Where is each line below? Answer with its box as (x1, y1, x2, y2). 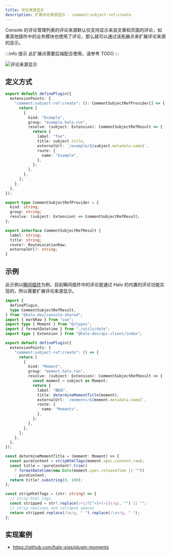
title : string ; (10, 237, 42, 242)
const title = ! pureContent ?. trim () (10, 463, 88, 468)
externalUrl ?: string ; (10, 247, 58, 252)
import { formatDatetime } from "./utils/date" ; (5, 326, 110, 331)
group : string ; (10, 209, 42, 214)
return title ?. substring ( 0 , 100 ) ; (10, 477, 83, 483)
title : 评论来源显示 (5, 7, 44, 13)
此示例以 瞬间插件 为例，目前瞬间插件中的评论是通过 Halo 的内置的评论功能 (5, 282, 160, 288)
